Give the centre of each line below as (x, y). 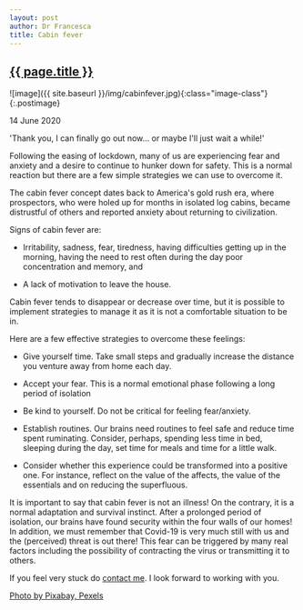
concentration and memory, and (83, 267)
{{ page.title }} (51, 71)
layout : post (34, 18)
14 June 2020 (35, 121)
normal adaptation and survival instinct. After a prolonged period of (136, 512)
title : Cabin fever (46, 35)
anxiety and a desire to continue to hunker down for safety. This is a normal (151, 165)
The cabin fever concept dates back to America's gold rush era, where (142, 193)
